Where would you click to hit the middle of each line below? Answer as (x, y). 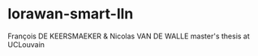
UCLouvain (26, 44)
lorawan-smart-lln (71, 14)
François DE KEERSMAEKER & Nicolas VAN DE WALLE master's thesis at (129, 36)
